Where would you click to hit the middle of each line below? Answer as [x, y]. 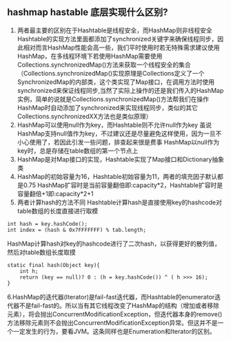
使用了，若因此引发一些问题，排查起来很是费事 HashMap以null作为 [124, 142]
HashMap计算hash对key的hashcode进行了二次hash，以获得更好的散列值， [114, 244]
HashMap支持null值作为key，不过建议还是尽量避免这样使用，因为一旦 [116, 133]
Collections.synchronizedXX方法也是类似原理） [84, 116]
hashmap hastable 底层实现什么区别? [88, 12]
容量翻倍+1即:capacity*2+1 [55, 193]
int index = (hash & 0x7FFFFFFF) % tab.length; [77, 230]
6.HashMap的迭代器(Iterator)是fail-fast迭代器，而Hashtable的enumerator [111, 297]
